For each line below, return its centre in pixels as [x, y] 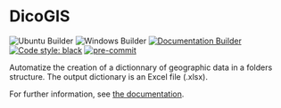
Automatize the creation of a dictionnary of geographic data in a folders [141, 67]
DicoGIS [40, 16]
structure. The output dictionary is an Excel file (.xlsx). [108, 76]
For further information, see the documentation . [97, 94]
